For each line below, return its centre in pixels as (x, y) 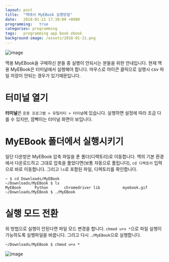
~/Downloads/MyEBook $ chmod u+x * (43, 244)
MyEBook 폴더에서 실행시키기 (64, 142)
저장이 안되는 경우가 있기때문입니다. (45, 75)
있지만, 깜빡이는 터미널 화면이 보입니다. (54, 119)
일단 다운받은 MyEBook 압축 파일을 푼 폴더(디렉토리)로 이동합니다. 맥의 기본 (80, 156)
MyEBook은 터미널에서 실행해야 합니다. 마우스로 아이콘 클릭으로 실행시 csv (84, 69)
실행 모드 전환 (32, 213)
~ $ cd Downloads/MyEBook (32, 179)
